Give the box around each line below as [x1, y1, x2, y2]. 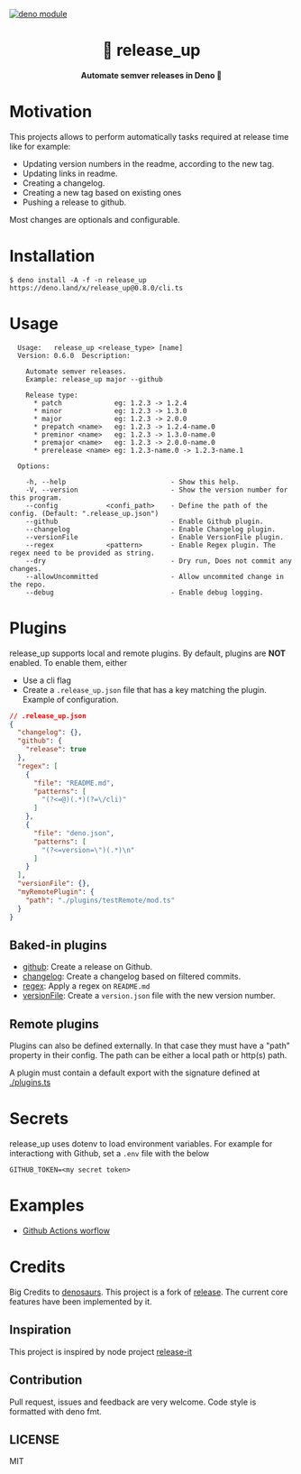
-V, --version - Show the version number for [25, 485, 288, 494]
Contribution [9, 1372, 83, 1388]
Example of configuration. [22, 694, 119, 705]
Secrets [9, 1109, 69, 1129]
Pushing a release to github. [22, 197, 127, 207]
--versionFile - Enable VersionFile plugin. [25, 532, 284, 541]
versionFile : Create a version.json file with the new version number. [22, 990, 276, 1001]
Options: [17, 461, 50, 471]
